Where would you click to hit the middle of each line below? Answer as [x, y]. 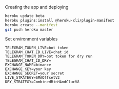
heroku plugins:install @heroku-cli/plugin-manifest [60, 20]
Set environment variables [31, 39]
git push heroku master [29, 29]
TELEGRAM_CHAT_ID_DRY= [28, 60]
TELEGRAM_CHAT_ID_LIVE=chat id [37, 52]
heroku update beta [25, 16]
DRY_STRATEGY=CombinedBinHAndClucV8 [42, 82]
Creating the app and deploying [37, 7]
